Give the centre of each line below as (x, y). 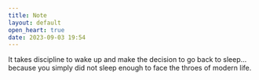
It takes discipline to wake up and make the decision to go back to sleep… (128, 60)
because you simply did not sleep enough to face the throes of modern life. (130, 68)
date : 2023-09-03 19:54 (47, 37)
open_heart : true (36, 30)
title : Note (27, 15)
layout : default (35, 23)
